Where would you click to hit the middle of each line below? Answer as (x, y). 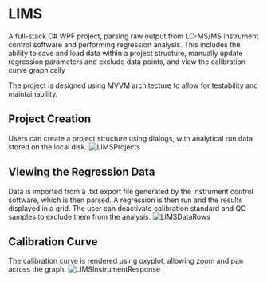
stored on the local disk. (48, 147)
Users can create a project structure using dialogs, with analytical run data (131, 138)
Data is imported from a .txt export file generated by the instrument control (131, 191)
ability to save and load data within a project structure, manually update (126, 53)
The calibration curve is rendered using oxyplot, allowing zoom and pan (126, 261)
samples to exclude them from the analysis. (80, 216)
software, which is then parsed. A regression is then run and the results (126, 200)
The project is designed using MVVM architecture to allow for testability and (133, 85)
